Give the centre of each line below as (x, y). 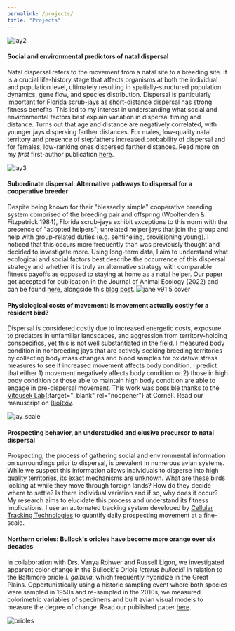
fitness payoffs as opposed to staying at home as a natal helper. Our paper (115, 274)
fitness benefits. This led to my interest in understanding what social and (112, 109)
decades (20, 546)
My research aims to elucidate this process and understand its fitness (108, 500)
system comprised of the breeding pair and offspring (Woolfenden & (106, 214)
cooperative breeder (38, 191)
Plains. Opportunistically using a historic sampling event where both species (117, 585)
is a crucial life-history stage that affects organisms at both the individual (113, 79)
